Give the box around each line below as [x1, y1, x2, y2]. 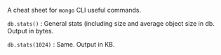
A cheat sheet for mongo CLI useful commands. [7, 6, 142, 14]
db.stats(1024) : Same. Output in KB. [7, 40, 115, 48]
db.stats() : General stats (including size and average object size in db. [7, 19, 215, 27]
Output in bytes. [7, 27, 54, 35]
